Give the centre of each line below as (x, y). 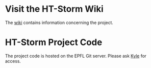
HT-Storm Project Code (54, 42)
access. (13, 61)
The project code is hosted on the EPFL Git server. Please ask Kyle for (76, 56)
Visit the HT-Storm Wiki (54, 9)
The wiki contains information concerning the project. (59, 23)
